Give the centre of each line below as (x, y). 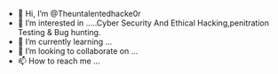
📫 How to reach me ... (59, 61)
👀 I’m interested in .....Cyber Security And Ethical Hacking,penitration (143, 23)
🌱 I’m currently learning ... (65, 41)
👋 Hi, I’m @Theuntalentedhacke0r (79, 14)
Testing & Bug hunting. (59, 32)
